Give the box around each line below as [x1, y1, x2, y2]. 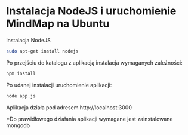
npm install [6, 70, 36, 76]
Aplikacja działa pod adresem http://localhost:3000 [6, 103, 132, 111]
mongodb [6, 121, 30, 129]
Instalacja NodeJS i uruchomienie [6, 4, 177, 18]
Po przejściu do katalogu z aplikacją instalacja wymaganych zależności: [6, 59, 183, 66]
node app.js [6, 93, 36, 99]
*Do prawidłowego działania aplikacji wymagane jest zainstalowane [6, 115, 173, 122]
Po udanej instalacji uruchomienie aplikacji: [6, 81, 112, 88]
